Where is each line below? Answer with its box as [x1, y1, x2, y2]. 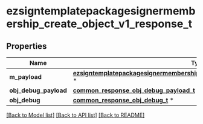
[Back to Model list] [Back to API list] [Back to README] [6, 111, 145, 119]
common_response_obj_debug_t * [72, 96, 174, 104]
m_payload [9, 73, 42, 81]
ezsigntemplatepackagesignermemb [6, 4, 196, 18]
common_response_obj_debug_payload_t [72, 86, 195, 95]
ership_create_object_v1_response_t [6, 17, 193, 31]
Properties [6, 41, 47, 51]
